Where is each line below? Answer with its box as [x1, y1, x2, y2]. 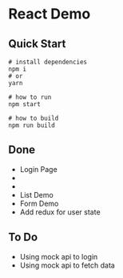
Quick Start [8, 37, 66, 51]
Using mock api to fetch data [19, 260, 116, 270]
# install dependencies [8, 58, 88, 66]
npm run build [8, 121, 56, 129]
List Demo [19, 190, 54, 199]
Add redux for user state [19, 206, 101, 217]
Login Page [19, 164, 58, 174]
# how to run [8, 93, 52, 101]
